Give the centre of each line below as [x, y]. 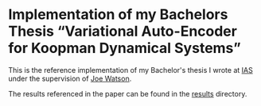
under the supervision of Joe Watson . [70, 78]
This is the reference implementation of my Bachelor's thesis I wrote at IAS [130, 70]
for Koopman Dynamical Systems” [125, 48]
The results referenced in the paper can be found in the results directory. [128, 93]
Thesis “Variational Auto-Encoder [123, 31]
